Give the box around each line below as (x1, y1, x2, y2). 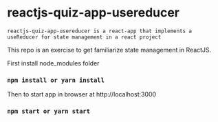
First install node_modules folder (7, 59, 100, 67)
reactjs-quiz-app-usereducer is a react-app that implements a (7, 28, 193, 34)
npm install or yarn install (7, 76, 105, 84)
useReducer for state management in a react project (7, 33, 162, 41)
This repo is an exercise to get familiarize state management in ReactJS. (7, 45, 212, 54)
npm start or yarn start (7, 108, 91, 115)
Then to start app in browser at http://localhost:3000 (7, 90, 157, 99)
